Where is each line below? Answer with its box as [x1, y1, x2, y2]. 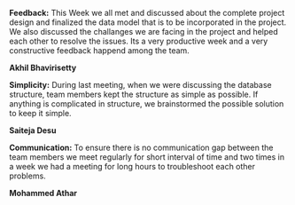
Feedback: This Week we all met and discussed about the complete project [9, 8, 285, 18]
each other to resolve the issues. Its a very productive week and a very [9, 35, 268, 46]
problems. [9, 170, 46, 181]
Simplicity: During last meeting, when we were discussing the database [9, 80, 272, 90]
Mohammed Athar [9, 188, 78, 198]
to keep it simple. [9, 108, 73, 118]
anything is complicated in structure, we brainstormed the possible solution [9, 99, 284, 109]
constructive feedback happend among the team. [9, 45, 190, 56]
